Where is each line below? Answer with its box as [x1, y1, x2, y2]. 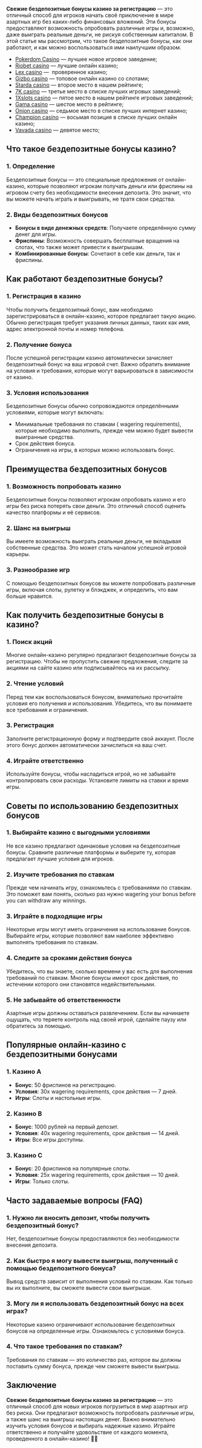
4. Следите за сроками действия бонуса [6, 954, 132, 962]
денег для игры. [15, 230, 57, 238]
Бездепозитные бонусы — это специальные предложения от [6, 176, 165, 183]
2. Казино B [6, 1109, 42, 1118]
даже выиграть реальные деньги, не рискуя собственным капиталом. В [6, 31, 194, 38]
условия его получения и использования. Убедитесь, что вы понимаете [6, 700, 192, 707]
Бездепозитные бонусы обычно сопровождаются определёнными [6, 403, 179, 410]
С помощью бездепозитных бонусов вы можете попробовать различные [6, 579, 196, 587]
